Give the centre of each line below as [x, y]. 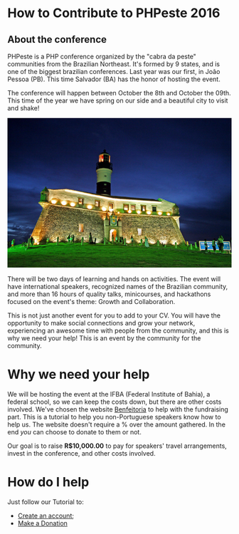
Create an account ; [46, 515]
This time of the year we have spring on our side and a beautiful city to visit [118, 100]
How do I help [48, 482]
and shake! [23, 108]
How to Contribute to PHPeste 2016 [114, 13]
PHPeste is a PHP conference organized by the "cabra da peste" [102, 56]
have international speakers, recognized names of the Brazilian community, [118, 286]
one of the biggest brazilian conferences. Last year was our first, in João [114, 72]
